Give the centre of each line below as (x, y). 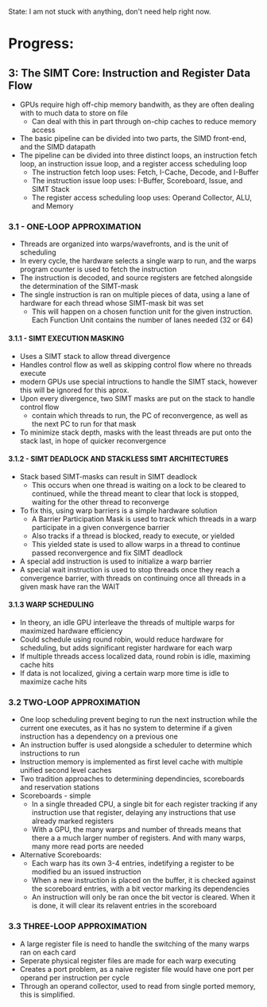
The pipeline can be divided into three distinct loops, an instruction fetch (138, 155)
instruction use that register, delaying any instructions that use (133, 813)
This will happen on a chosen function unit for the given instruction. (142, 312)
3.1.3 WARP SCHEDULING (51, 605)
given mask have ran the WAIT (70, 586)
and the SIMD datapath (58, 147)
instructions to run (50, 753)
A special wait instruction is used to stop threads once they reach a (130, 569)
